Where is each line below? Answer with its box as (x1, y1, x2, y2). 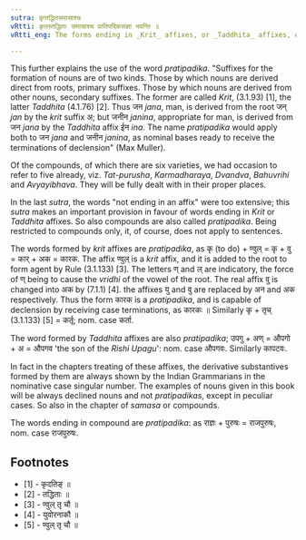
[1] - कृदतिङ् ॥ (23, 478, 71, 490)
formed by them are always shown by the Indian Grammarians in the (10, 371, 266, 382)
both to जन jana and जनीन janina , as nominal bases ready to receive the (10, 133, 275, 143)
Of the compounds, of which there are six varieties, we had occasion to (10, 160, 278, 171)
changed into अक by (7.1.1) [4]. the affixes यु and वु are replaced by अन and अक (10, 284, 296, 295)
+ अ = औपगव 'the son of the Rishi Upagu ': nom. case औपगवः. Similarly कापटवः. (10, 343, 288, 354)
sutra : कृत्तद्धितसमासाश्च (10, 13, 81, 23)
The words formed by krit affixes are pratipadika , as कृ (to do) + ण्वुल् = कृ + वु (10, 243, 291, 254)
